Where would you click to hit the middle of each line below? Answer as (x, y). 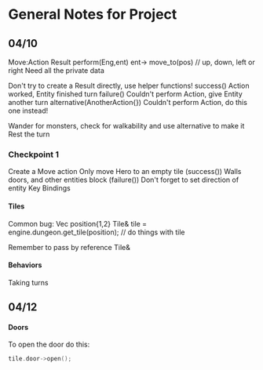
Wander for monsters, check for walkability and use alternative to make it (126, 126)
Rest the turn (29, 134)
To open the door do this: (49, 345)
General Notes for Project (93, 15)
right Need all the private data (56, 71)
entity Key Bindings (39, 188)
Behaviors (25, 265)
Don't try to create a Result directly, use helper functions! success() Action (129, 85)
